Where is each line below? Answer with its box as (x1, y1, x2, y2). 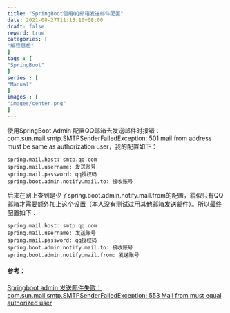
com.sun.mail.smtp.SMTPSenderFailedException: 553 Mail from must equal (7, 291, 222, 299)
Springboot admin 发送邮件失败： (7, 283, 102, 292)
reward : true (7, 29, 45, 37)
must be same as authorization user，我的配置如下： (7, 142, 157, 151)
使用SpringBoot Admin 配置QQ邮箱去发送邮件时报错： (7, 126, 161, 135)
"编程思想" (7, 42, 35, 49)
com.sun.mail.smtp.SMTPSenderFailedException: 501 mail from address (7, 134, 212, 142)
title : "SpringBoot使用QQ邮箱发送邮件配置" (7, 10, 124, 17)
